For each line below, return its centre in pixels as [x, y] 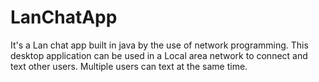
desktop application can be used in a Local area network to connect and [159, 55]
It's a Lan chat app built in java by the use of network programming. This [159, 45]
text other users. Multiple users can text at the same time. [129, 66]
